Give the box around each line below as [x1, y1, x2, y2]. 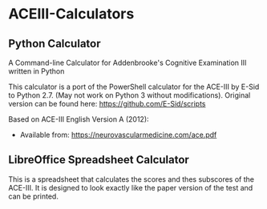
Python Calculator [8, 37, 101, 50]
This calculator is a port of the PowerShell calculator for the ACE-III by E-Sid [8, 82, 260, 91]
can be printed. [8, 191, 59, 201]
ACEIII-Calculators [8, 5, 135, 23]
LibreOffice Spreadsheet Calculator [8, 153, 190, 167]
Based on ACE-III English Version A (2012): [8, 115, 150, 124]
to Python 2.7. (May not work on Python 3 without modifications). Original [8, 90, 251, 100]
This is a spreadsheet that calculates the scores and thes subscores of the [8, 174, 255, 184]
